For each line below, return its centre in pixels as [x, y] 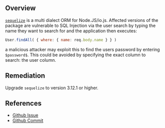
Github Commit [28, 121]
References [23, 103]
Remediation [25, 76]
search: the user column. [31, 60]
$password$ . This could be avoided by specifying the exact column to [76, 55]
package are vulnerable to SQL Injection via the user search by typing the [80, 25]
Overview [21, 8]
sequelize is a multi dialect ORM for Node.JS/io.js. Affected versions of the [82, 20]
